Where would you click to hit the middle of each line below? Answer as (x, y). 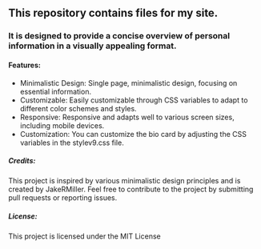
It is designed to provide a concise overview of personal (119, 36)
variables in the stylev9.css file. (72, 143)
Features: (25, 65)
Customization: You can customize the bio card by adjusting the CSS (133, 134)
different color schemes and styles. (78, 108)
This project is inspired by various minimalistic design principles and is (124, 181)
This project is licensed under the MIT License (85, 236)
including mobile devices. (62, 125)
